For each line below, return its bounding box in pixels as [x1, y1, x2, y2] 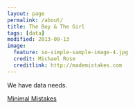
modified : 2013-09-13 [7, 36, 70, 43]
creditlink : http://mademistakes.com [13, 62, 123, 69]
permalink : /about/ [7, 17, 64, 24]
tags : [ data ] [7, 29, 45, 37]
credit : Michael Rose [13, 56, 76, 62]
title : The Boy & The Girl [7, 23, 85, 30]
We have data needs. [7, 81, 68, 89]
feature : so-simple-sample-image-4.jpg [13, 49, 129, 56]
